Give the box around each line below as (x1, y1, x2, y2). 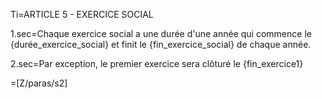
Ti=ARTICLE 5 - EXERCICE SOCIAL (10, 9, 154, 20)
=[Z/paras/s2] (10, 77, 68, 89)
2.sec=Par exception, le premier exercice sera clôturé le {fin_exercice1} (10, 58, 304, 69)
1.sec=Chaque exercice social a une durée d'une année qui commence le (10, 28, 312, 39)
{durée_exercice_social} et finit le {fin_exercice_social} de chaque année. (10, 39, 312, 50)
